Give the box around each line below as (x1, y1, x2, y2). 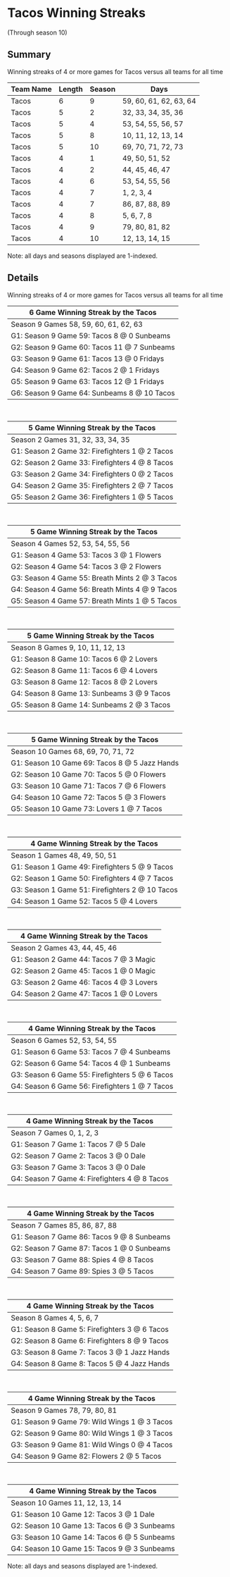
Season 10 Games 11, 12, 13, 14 (11, 1497, 122, 1507)
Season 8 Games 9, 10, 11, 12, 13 (11, 643, 125, 653)
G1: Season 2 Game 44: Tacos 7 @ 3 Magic (11, 954, 156, 964)
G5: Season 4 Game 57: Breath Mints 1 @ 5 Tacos (11, 595, 177, 605)
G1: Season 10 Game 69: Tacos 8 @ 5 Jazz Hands (11, 757, 179, 767)
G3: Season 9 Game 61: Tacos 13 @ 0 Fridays (11, 354, 165, 364)
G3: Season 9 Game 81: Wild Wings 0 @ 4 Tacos (11, 1440, 173, 1449)
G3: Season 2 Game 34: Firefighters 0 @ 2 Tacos (11, 469, 174, 478)
